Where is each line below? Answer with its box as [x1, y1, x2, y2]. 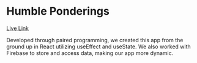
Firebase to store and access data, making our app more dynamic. [6, 49, 174, 56]
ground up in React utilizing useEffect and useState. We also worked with [6, 43, 191, 50]
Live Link [6, 24, 29, 32]
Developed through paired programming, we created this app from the [6, 36, 184, 43]
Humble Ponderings [6, 4, 110, 18]
